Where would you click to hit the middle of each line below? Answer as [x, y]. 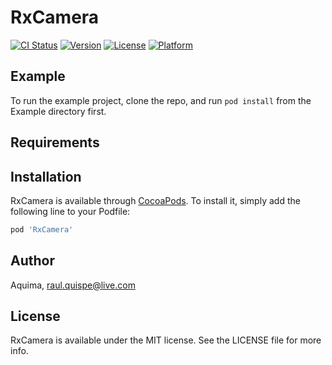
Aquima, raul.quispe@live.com [73, 285]
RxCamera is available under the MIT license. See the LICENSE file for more [166, 340]
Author [32, 261]
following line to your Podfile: [70, 211]
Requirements [55, 142]
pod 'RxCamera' [42, 229]
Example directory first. [58, 111]
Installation [46, 176]
